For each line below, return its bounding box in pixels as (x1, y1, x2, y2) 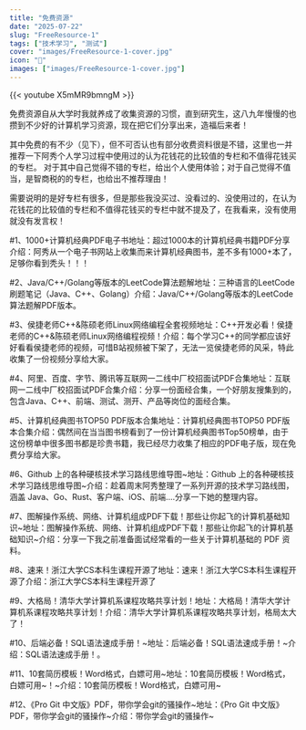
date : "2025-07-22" (9, 22, 84, 31)
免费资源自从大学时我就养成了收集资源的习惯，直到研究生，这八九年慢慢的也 (9, 108, 297, 119)
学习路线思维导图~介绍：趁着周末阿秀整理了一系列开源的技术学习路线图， (16, 480, 294, 491)
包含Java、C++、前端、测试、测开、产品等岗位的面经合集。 (9, 395, 236, 406)
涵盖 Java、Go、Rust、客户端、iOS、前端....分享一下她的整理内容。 (9, 491, 263, 502)
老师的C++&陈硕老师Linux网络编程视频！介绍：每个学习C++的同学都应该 (9, 330, 284, 341)
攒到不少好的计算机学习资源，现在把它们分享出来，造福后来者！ (9, 120, 249, 130)
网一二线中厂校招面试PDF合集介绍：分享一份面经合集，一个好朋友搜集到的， (9, 384, 297, 395)
